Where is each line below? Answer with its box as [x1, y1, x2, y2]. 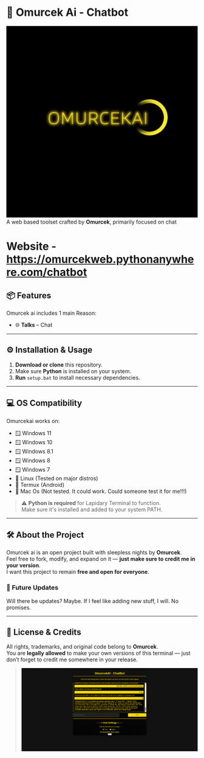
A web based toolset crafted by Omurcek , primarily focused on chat [6, 218, 177, 226]
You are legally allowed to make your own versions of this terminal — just [6, 650, 191, 657]
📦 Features [6, 290, 52, 300]
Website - [6, 239, 56, 253]
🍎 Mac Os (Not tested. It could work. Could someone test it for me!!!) [15, 488, 187, 495]
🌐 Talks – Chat [15, 321, 53, 328]
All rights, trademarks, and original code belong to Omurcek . [6, 643, 158, 650]
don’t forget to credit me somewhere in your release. [6, 656, 138, 663]
